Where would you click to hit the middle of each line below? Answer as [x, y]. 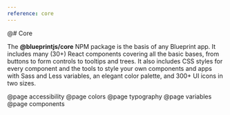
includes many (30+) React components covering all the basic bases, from [113, 54]
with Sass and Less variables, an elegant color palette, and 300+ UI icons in [115, 76]
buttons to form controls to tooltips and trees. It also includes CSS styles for [115, 61]
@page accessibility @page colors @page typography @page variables [109, 96]
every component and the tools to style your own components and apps [110, 68]
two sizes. [22, 83]
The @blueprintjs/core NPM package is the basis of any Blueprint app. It [112, 46]
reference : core [30, 13]
